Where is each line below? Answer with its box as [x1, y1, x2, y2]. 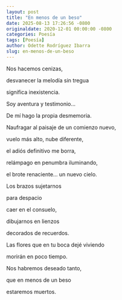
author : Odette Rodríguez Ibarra [6, 43, 91, 49]
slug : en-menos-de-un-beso [6, 48, 74, 55]
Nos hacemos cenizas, [6, 65, 63, 72]
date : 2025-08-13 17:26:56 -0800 [6, 20, 91, 26]
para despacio [6, 194, 42, 201]
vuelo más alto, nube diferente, [6, 135, 83, 142]
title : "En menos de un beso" [6, 15, 83, 21]
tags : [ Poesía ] [6, 37, 45, 43]
